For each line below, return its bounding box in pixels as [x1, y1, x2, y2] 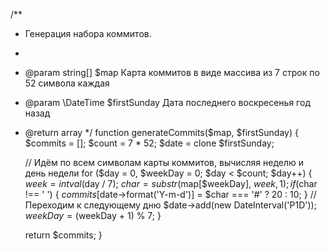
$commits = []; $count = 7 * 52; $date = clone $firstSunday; [24, 137, 275, 149]
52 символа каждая [24, 77, 110, 89]
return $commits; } [24, 229, 103, 241]
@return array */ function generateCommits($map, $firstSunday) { [24, 127, 299, 138]
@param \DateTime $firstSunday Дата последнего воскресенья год [24, 97, 311, 108]
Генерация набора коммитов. [24, 28, 152, 39]
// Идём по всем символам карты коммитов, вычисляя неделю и [24, 157, 305, 168]
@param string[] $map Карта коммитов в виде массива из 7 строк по [24, 67, 320, 78]
